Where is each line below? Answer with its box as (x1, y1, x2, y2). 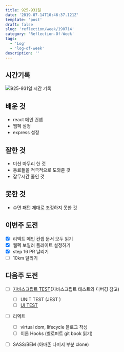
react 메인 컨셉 (12, 117, 43, 123)
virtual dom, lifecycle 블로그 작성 (20, 324, 88, 330)
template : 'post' (5, 17, 43, 22)
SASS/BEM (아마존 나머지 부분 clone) (12, 341, 89, 347)
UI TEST (20, 302, 38, 308)
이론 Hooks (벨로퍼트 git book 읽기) (20, 330, 93, 337)
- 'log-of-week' (10, 46, 45, 51)
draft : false (5, 22, 33, 27)
